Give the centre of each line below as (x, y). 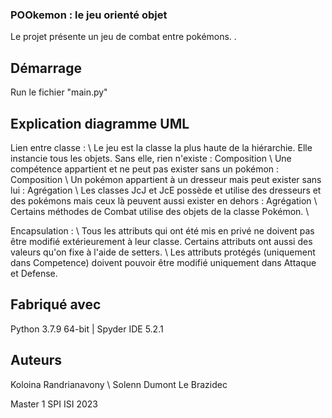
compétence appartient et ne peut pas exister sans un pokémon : (145, 169)
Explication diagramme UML (100, 123)
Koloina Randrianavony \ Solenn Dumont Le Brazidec (119, 384)
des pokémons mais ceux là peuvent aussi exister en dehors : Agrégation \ (164, 200)
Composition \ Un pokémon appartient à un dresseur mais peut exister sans (166, 179)
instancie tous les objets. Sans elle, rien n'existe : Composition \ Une (151, 158)
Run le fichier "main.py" (59, 92)
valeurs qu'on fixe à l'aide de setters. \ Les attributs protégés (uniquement (163, 252)
